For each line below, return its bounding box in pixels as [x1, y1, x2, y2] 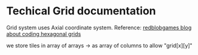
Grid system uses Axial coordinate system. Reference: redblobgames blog [6, 24, 192, 31]
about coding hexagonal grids [6, 30, 81, 37]
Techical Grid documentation [6, 4, 156, 18]
